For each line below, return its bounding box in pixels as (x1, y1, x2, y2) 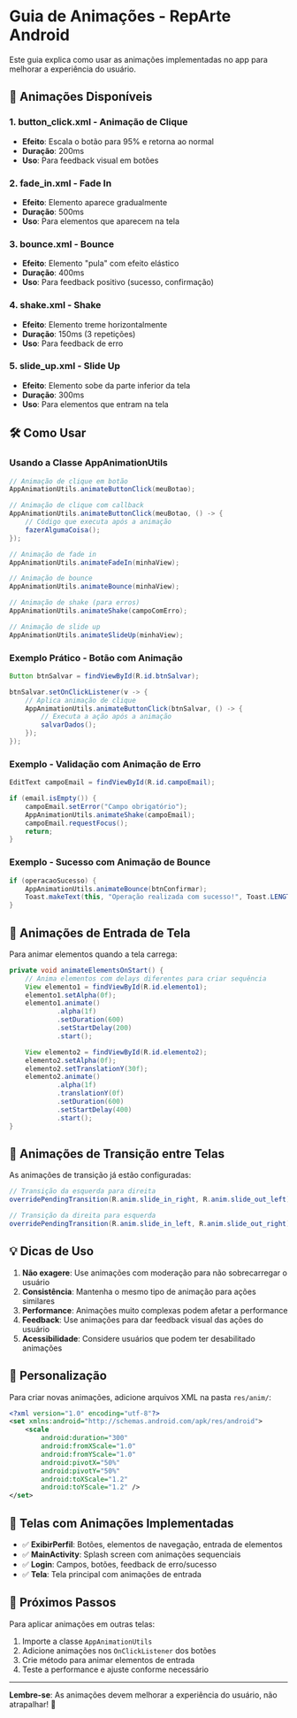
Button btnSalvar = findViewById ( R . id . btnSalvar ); (9, 671, 200, 681)
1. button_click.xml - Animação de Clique (9, 116, 188, 128)
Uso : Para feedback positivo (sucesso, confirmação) (21, 277, 215, 288)
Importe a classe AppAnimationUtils (21, 1636, 153, 1646)
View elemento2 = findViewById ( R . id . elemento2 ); (25, 1047, 208, 1057)
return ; (25, 827, 53, 836)
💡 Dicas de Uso (9, 1244, 95, 1259)
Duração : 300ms (21, 389, 85, 400)
